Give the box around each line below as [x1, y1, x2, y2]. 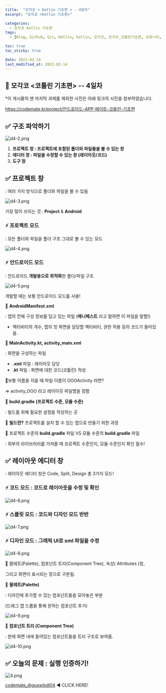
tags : [5, 30, 16, 35]
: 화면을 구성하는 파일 [5, 350, 46, 356]
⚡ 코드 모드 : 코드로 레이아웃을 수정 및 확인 [5, 485, 99, 491]
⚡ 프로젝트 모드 [5, 222, 39, 229]
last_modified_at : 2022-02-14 [5, 62, 68, 67]
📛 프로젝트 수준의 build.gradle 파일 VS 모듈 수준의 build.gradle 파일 [5, 430, 140, 436]
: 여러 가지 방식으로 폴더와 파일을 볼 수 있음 [5, 188, 88, 194]
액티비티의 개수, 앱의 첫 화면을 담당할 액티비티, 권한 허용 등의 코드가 [12, 324, 143, 330]
